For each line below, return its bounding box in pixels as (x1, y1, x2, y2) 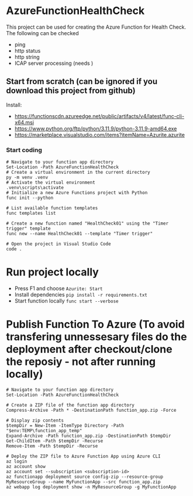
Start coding (6, 146, 43, 154)
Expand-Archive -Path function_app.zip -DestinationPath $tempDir (6, 433, 171, 439)
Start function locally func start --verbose (14, 297, 119, 304)
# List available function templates (6, 205, 98, 211)
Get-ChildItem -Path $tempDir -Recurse (6, 438, 104, 444)
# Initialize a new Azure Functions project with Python (6, 190, 148, 196)
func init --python (6, 195, 54, 201)
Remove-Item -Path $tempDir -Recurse (6, 443, 98, 449)
